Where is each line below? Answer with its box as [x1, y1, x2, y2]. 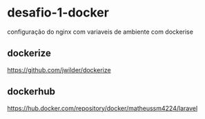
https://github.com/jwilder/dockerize [7, 65, 112, 74]
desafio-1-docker [7, 5, 109, 21]
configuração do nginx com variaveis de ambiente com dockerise [7, 28, 193, 36]
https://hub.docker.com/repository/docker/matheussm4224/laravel [7, 104, 198, 112]
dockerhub [7, 86, 55, 98]
